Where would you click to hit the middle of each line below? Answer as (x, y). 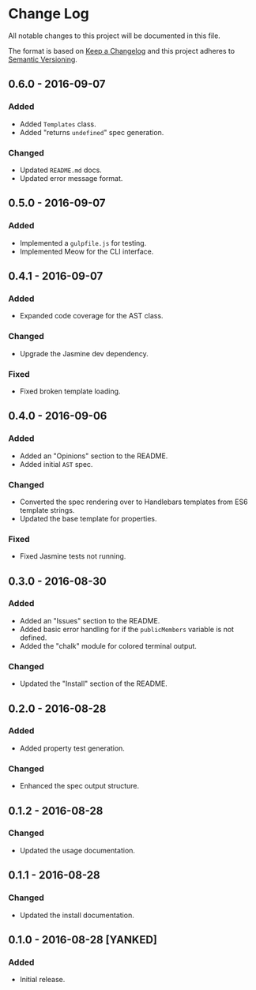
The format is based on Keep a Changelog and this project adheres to (122, 51)
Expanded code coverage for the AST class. (91, 316)
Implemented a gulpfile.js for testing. (83, 243)
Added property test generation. (72, 748)
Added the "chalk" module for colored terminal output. (108, 646)
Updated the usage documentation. (77, 850)
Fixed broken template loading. (70, 391)
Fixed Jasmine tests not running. (73, 556)
